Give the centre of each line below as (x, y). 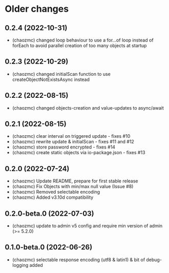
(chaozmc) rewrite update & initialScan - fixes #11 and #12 (73, 142)
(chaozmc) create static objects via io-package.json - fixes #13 (79, 153)
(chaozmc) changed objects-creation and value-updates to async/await (88, 108)
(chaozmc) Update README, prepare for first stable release (75, 181)
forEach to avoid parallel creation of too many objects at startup (79, 46)
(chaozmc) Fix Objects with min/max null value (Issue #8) (73, 186)
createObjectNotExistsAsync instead (51, 79)
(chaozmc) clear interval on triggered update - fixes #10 (71, 136)
